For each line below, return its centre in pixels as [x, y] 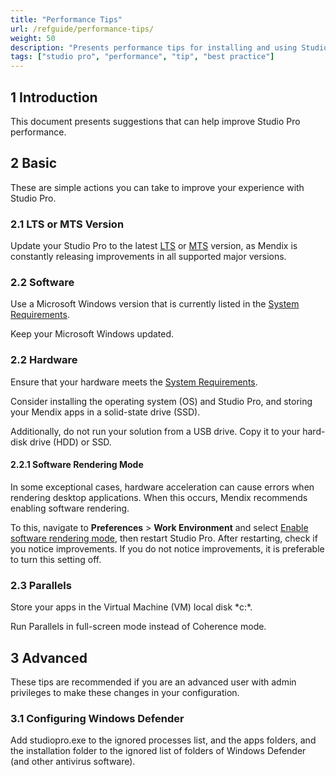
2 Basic [34, 163]
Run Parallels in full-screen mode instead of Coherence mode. [138, 627]
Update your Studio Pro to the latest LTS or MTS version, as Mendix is [154, 246]
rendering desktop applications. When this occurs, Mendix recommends [159, 497]
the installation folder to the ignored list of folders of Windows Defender [158, 751]
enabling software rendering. [70, 508]
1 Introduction [54, 97]
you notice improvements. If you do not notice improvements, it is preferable [167, 548]
